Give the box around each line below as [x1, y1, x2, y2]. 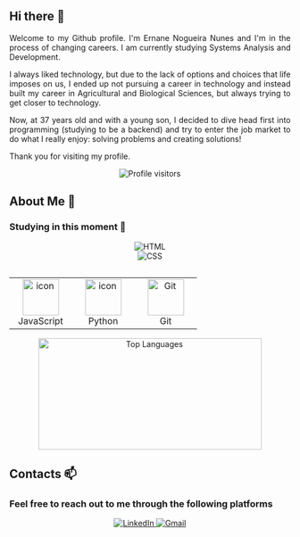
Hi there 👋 [9, 9, 65, 24]
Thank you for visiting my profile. [9, 151, 131, 161]
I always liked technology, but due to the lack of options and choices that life [9, 69, 291, 79]
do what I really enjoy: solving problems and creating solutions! [9, 133, 242, 144]
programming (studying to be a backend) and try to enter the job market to [9, 124, 291, 135]
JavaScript [17, 314, 64, 326]
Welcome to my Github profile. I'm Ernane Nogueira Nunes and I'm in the [9, 32, 291, 43]
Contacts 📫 [9, 466, 78, 482]
